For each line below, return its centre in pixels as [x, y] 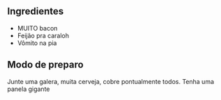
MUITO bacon [37, 28]
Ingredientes [36, 11]
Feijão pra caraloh [43, 35]
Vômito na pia [37, 43]
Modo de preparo [45, 65]
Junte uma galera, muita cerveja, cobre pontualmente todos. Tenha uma [111, 81]
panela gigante [29, 89]
